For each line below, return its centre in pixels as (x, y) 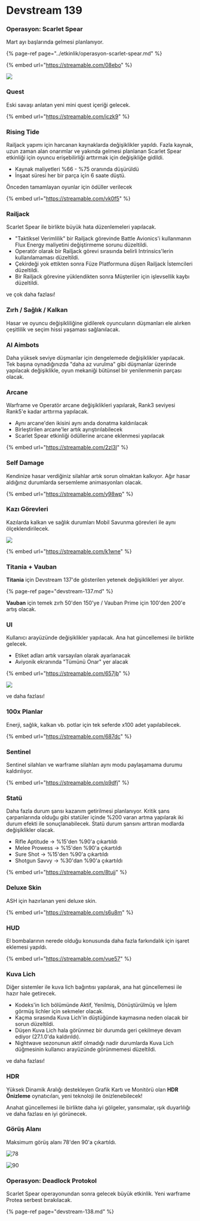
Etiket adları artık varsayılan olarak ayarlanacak (73, 656)
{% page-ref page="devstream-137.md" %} (60, 591)
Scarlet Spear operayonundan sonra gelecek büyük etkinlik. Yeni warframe (99, 1194)
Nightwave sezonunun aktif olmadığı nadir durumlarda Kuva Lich (94, 1043)
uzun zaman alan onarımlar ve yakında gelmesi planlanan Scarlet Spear (94, 151)
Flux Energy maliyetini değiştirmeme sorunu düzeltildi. (81, 245)
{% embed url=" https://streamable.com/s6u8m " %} (70, 912)
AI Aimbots (23, 345)
